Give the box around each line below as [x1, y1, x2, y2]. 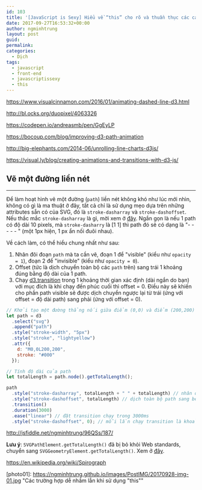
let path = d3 [6, 312, 42, 319]
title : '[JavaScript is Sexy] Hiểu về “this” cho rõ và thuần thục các [6, 14, 189, 20]
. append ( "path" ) [11, 324, 52, 330]
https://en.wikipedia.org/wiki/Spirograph [6, 459, 106, 467]
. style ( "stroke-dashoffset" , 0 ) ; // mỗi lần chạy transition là [11, 418, 182, 424]
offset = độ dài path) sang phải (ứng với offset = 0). [14, 296, 142, 303]
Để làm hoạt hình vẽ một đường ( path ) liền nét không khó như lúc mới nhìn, [6, 195, 191, 202]
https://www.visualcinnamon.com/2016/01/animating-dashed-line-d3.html [6, 98, 190, 105]
